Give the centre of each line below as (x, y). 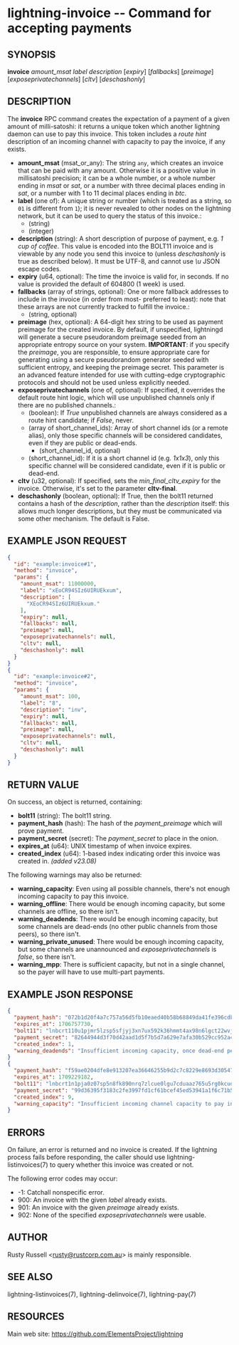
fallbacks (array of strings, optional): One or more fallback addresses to (123, 291)
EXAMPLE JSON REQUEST (67, 541)
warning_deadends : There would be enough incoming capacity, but (118, 919)
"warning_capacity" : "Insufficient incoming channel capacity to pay (119, 1103)
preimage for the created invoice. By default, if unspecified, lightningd (120, 329)
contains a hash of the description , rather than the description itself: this (123, 503)
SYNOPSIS (32, 54)
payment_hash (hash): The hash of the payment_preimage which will (120, 824)
